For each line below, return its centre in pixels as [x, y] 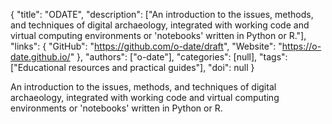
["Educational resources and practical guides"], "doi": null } [132, 67]
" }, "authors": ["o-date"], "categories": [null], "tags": [178, 57]
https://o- [301, 46]
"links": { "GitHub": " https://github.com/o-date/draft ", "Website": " [146, 46]
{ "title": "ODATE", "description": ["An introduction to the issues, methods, [162, 14]
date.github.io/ [40, 57]
